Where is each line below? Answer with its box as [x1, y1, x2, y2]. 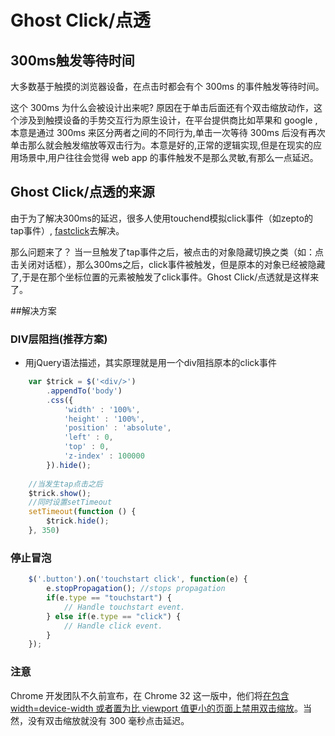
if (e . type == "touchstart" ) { [46, 593, 172, 603]
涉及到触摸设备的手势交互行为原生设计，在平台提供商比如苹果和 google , [18, 114, 318, 126]
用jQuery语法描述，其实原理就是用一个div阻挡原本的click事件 [24, 357, 277, 369]
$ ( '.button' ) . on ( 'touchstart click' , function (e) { [28, 574, 248, 585]
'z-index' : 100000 [63, 451, 145, 461]
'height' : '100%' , [63, 414, 145, 424]
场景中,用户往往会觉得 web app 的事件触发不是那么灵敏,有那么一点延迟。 [18, 152, 319, 163]
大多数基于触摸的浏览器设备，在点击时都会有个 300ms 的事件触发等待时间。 [10, 81, 325, 92]
